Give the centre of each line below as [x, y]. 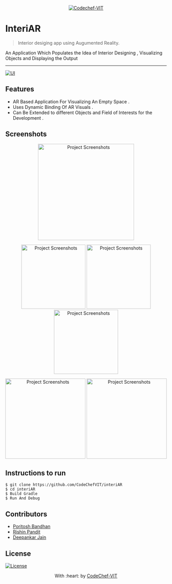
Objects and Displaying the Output [41, 58]
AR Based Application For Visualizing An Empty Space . [71, 101]
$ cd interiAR [20, 489]
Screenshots [26, 134]
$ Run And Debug [23, 498]
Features [20, 89]
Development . [28, 118]
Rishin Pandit [27, 532]
